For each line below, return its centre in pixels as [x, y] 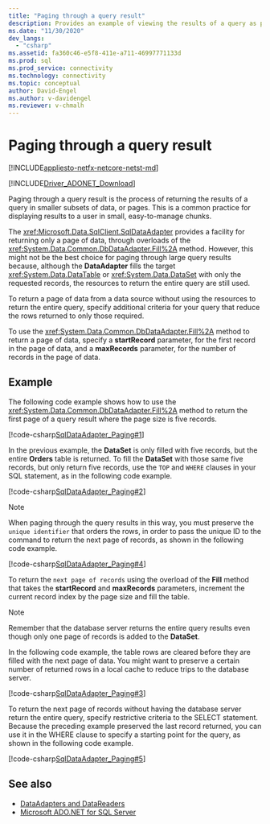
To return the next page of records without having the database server [125, 709]
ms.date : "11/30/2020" [46, 31]
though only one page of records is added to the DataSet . [104, 636]
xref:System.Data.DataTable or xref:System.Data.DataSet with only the [125, 275]
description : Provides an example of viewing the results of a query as [133, 23]
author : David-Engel [43, 91]
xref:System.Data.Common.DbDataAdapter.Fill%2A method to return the [128, 410]
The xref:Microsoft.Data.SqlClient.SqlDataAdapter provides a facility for [127, 232]
